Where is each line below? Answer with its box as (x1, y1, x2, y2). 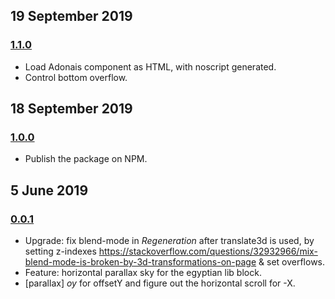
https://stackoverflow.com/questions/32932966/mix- (98, 245, 318, 258)
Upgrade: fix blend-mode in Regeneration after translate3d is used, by (24, 235, 315, 247)
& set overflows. (258, 256, 326, 268)
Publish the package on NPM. (24, 153, 148, 165)
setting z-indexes (24, 245, 97, 258)
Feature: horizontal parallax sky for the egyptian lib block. (24, 267, 262, 279)
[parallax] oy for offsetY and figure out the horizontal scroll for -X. (24, 277, 296, 289)
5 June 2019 (10, 182, 89, 199)
